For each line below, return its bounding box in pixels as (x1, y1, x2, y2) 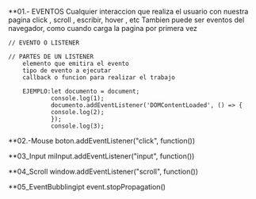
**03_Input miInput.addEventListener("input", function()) (8, 151, 195, 161)
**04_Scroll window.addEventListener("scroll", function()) (8, 166, 199, 176)
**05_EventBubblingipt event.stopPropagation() (8, 182, 166, 191)
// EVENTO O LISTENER (8, 39, 80, 47)
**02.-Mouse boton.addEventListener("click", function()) (8, 136, 196, 145)
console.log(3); (50, 122, 105, 130)
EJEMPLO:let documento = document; (22, 87, 140, 95)
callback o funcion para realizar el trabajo (22, 74, 176, 82)
